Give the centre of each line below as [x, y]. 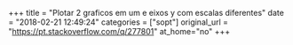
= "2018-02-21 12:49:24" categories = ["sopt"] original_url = [118, 22]
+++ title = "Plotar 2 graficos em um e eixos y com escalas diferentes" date [146, 13]
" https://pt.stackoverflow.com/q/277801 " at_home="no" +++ [119, 31]
